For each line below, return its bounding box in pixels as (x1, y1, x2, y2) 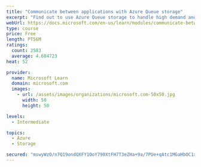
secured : (6, 151, 28, 158)
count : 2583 (11, 48, 42, 54)
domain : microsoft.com (11, 81, 68, 86)
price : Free (6, 31, 36, 37)
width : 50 (22, 97, 47, 103)
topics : (6, 129, 26, 136)
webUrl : (6, 20, 26, 26)
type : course (6, 25, 39, 32)
